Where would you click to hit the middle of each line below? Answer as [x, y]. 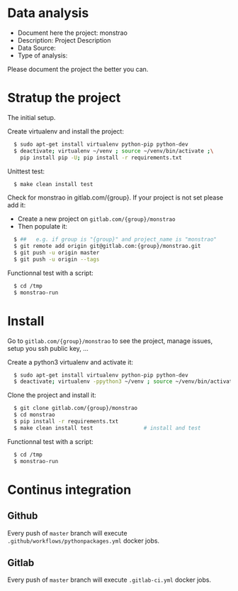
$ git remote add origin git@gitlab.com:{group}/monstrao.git [107, 246]
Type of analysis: [42, 55]
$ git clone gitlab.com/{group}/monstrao [76, 408]
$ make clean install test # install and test [107, 428]
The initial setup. [32, 117]
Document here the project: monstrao [72, 33]
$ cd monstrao [34, 415]
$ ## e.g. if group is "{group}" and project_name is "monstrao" [115, 239]
